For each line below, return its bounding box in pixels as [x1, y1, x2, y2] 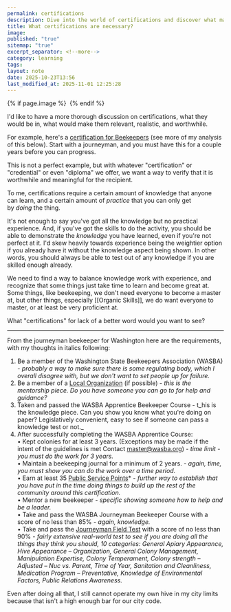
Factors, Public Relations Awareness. [16, 576, 122, 584]
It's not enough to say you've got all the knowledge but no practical [7, 217, 198, 226]
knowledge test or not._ [16, 423, 84, 431]
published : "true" [7, 36, 60, 43]
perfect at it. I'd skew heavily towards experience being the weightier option [7, 239, 222, 248]
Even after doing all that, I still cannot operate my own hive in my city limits [7, 589, 219, 598]
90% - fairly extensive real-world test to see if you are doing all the [16, 532, 208, 540]
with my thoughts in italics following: [7, 344, 111, 352]
